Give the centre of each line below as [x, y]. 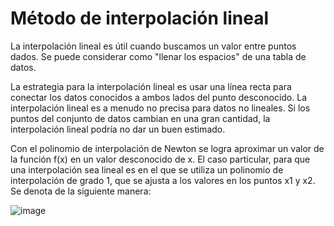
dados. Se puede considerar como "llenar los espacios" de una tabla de [158, 56]
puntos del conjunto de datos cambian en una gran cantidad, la [140, 118]
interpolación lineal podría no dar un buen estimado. [118, 129]
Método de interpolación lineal [139, 18]
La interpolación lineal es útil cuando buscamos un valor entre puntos [153, 46]
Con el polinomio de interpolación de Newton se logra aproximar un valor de [167, 148]
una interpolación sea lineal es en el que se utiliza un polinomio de [147, 169]
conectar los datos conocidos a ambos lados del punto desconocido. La [159, 97]
